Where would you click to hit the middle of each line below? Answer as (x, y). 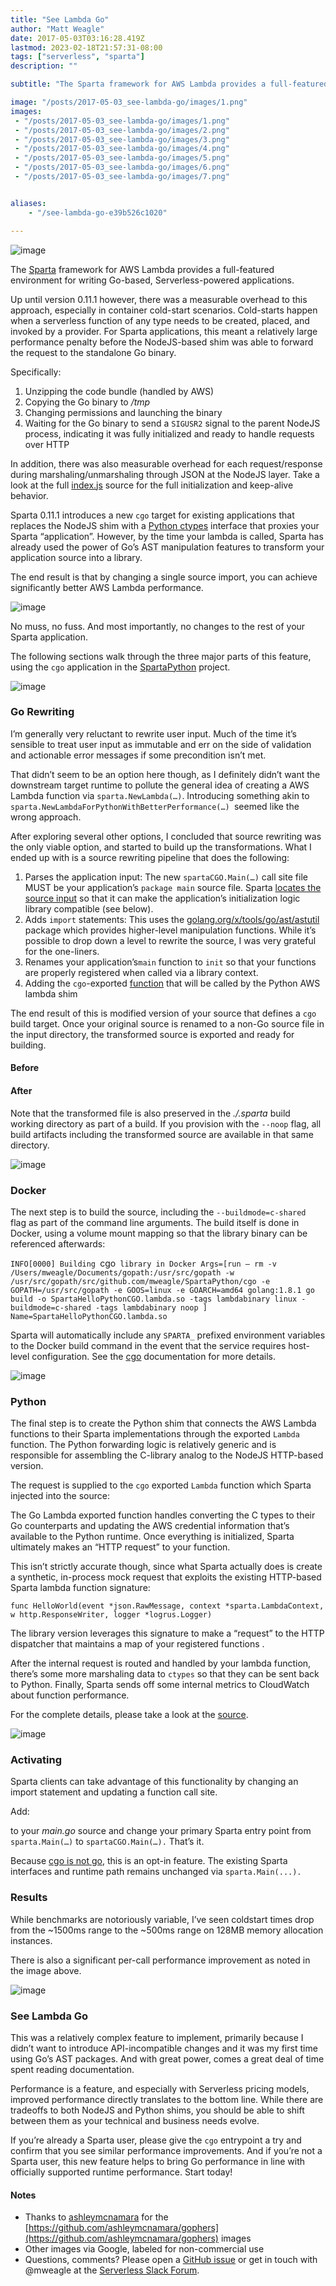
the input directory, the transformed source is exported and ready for (152, 1034)
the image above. (46, 1970)
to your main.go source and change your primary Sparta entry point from (161, 1831)
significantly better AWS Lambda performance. (107, 587)
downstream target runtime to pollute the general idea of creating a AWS (160, 785)
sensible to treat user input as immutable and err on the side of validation (161, 744)
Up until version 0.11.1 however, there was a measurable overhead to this (159, 299)
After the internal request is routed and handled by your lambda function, (161, 1663)
